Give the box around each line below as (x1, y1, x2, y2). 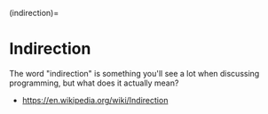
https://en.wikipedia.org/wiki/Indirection (21, 94, 169, 105)
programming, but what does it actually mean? (9, 77, 179, 88)
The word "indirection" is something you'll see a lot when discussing (9, 68, 260, 78)
